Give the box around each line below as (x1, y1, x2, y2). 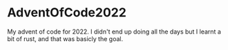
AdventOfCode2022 (7, 5, 126, 21)
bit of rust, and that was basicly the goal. (7, 34, 123, 42)
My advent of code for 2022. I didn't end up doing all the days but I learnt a (7, 27, 221, 36)
